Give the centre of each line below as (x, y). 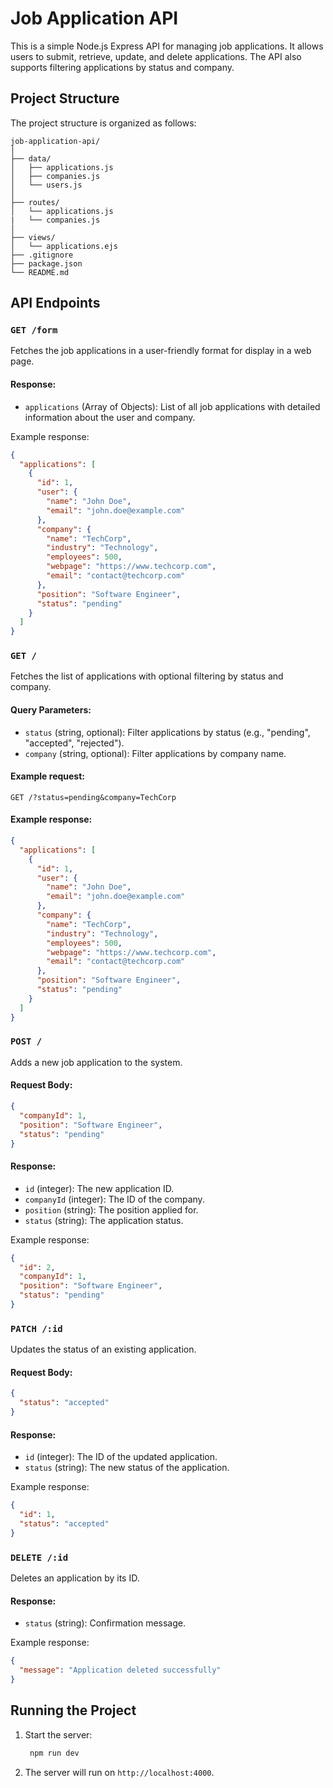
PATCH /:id (36, 1328)
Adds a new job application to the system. (96, 1062)
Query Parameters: (51, 710)
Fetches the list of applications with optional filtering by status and (147, 676)
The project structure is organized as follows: (103, 123)
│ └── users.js (46, 185)
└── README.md (40, 272)
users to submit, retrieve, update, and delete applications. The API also (156, 56)
